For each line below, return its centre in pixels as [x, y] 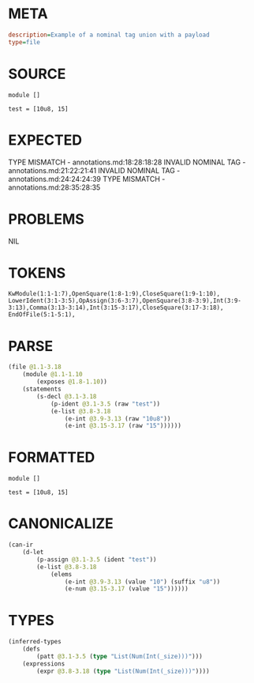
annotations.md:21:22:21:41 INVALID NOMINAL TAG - [94, 170]
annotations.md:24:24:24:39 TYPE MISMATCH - [87, 179]
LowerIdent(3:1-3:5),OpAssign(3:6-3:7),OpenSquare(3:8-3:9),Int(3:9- [125, 301]
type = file [24, 42]
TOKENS [37, 273]
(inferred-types [35, 642]
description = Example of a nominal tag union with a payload [109, 35]
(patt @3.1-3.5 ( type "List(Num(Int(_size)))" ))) [120, 656]
